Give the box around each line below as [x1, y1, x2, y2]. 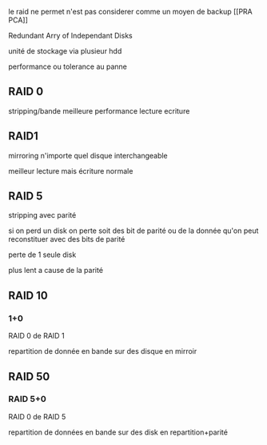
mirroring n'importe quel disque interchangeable [8, 150, 168, 160]
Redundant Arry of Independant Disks [8, 31, 133, 40]
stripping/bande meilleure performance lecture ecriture [8, 106, 190, 115]
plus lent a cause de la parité [8, 266, 104, 275]
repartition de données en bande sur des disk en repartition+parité [8, 427, 228, 437]
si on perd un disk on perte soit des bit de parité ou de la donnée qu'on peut [8, 226, 259, 235]
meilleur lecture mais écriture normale [8, 166, 133, 175]
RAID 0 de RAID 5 [8, 411, 66, 421]
